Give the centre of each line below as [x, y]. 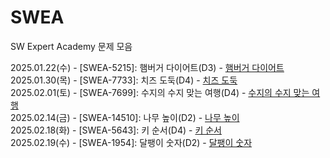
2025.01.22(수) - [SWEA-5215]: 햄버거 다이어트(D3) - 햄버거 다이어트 [147, 67]
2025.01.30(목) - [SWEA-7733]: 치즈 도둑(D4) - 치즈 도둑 [124, 80]
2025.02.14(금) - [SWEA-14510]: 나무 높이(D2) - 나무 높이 [125, 117]
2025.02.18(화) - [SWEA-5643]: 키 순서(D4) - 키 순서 [116, 130]
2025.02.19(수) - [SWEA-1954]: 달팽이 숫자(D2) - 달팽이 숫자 [131, 142]
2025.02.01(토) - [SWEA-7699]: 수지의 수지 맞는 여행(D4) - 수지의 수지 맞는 [160, 92]
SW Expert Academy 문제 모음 [71, 46]
